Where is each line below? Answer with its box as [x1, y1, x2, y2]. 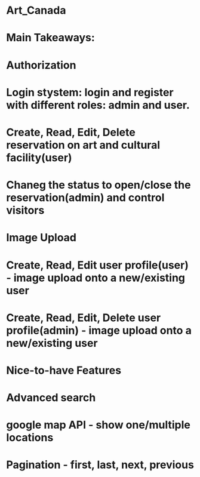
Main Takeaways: [6, 31, 96, 45]
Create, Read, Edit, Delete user [6, 311, 161, 324]
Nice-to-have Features [6, 364, 121, 377]
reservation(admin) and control [6, 191, 165, 205]
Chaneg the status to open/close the [6, 179, 191, 192]
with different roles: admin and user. [6, 98, 190, 112]
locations [6, 431, 54, 445]
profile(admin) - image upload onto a [6, 324, 192, 337]
